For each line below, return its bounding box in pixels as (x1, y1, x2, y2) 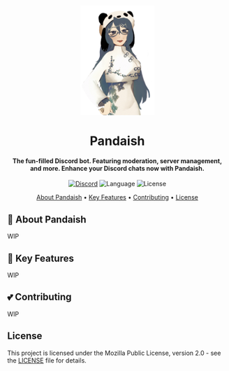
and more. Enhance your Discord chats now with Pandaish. (30, 164, 205, 172)
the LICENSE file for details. (7, 356, 87, 365)
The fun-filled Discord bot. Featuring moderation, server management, (13, 156, 222, 165)
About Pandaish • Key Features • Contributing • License (36, 193, 199, 202)
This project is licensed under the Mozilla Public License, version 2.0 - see (7, 349, 221, 357)
